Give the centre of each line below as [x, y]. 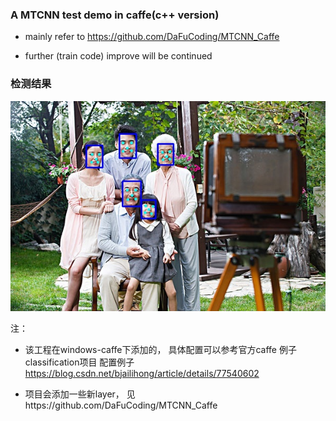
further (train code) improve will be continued [118, 56]
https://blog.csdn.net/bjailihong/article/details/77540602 [142, 373]
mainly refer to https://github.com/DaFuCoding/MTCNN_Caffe [152, 37]
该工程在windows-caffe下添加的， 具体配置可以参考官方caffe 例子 [160, 349]
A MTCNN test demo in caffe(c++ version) [115, 15]
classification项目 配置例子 [79, 362]
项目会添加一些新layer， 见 [80, 394]
